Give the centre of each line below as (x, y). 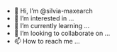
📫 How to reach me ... (47, 41)
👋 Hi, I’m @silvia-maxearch (54, 11)
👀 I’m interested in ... (44, 18)
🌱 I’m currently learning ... (52, 26)
